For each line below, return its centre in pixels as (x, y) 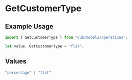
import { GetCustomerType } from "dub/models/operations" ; (66, 37)
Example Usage (29, 26)
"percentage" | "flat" (28, 72)
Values (16, 61)
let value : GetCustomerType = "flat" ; (44, 46)
